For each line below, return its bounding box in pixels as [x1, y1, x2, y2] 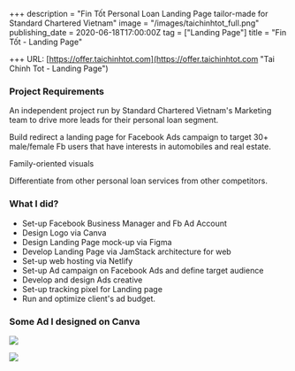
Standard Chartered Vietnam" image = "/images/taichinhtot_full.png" [9, 18, 260, 28]
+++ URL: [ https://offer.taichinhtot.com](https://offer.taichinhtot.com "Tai [9, 54, 276, 64]
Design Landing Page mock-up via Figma [21, 236, 172, 247]
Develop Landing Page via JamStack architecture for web [21, 246, 231, 257]
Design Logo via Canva [21, 227, 107, 238]
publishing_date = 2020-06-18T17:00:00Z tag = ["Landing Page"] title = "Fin [9, 27, 287, 37]
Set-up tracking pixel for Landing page [21, 283, 163, 294]
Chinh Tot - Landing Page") [9, 63, 109, 73]
